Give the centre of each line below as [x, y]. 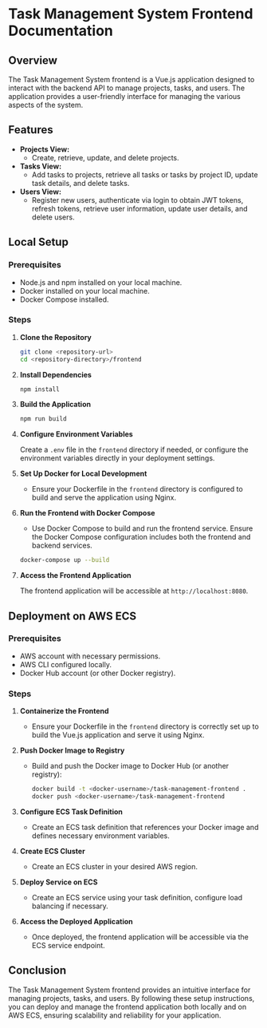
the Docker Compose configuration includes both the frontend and [141, 537]
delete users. [53, 217]
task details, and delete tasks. [80, 183]
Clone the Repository [55, 337]
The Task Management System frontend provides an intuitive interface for [130, 990]
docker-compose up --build [65, 560]
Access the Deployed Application [76, 921]
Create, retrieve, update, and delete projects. [105, 157]
